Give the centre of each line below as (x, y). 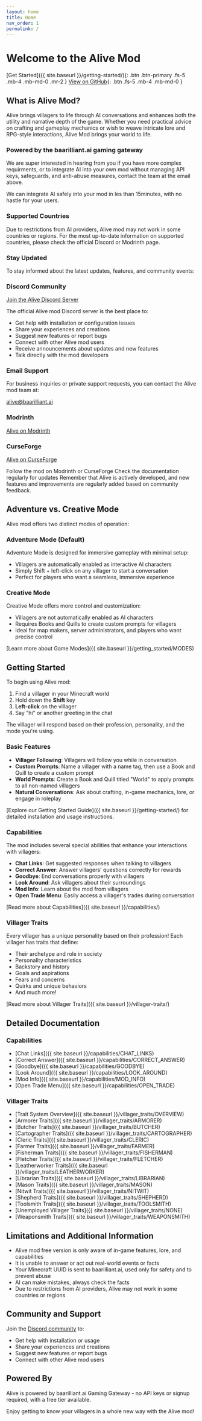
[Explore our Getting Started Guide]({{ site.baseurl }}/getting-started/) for (97, 810)
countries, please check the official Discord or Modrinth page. (83, 242)
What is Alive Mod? (43, 100)
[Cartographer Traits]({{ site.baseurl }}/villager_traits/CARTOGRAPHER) (103, 1133)
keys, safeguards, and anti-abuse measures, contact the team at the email (99, 176)
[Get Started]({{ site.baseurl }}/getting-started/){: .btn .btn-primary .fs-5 (96, 75)
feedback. (19, 491)
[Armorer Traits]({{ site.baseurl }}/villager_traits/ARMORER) (88, 1121)
